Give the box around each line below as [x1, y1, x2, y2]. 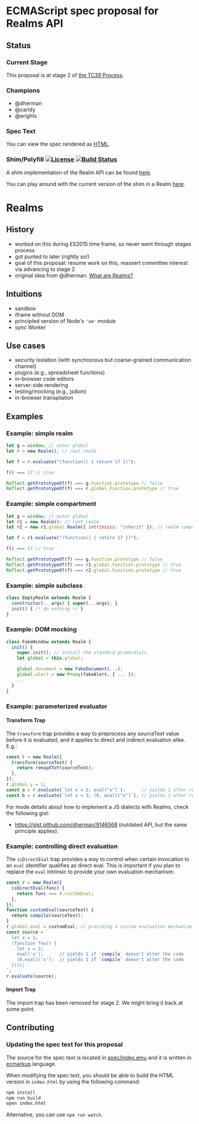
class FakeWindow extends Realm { [6, 639, 92, 645]
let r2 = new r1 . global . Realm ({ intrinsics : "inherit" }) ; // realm [6, 524, 179, 530]
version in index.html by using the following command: [6, 1078, 140, 1085]
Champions [6, 86, 40, 94]
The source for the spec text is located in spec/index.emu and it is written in [6, 1053, 192, 1061]
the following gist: [6, 809, 50, 816]
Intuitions [6, 289, 43, 299]
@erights [14, 113, 37, 120]
